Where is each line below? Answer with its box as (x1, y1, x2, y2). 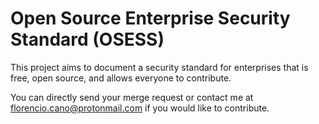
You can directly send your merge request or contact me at (10, 91, 254, 103)
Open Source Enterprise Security (10, 7, 291, 30)
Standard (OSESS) (10, 28, 165, 51)
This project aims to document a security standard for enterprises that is (10, 61, 309, 73)
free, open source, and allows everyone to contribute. (10, 72, 232, 84)
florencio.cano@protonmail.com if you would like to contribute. (10, 102, 270, 114)
